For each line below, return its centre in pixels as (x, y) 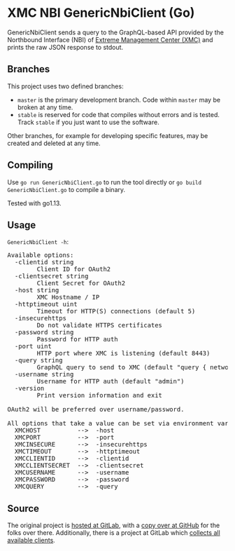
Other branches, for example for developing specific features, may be (108, 135)
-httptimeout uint (46, 304)
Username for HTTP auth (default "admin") (111, 381)
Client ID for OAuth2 (74, 269)
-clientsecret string (51, 276)
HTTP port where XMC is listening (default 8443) (123, 353)
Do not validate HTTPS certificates (100, 325)
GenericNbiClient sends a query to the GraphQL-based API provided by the (115, 32)
